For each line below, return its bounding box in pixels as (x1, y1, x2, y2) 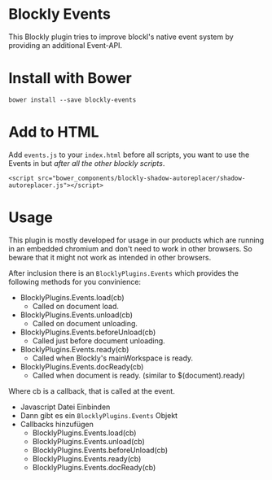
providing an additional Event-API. (8, 40, 123, 50)
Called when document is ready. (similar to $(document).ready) (32, 370, 246, 380)
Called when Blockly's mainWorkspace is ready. (32, 353, 194, 363)
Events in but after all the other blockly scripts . (8, 158, 165, 168)
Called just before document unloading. (32, 335, 165, 346)
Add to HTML (8, 123, 99, 142)
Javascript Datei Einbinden (20, 402, 111, 412)
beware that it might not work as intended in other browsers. (8, 252, 212, 262)
